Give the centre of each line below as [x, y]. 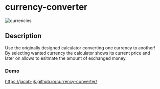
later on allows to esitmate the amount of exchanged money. [66, 58]
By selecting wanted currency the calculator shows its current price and [78, 53]
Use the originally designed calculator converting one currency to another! [80, 47]
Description [23, 36]
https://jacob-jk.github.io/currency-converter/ [51, 82]
